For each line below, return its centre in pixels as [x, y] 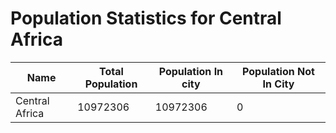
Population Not [278, 71]
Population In [191, 71]
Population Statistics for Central [146, 18]
